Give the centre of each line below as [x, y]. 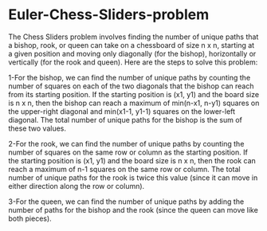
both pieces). [30, 218]
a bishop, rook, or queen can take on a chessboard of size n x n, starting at [132, 45]
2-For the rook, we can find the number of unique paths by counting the [126, 143]
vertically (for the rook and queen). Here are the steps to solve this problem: [133, 62]
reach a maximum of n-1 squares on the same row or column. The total [124, 169]
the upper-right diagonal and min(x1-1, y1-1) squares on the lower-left [122, 111]
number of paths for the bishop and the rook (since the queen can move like [133, 209]
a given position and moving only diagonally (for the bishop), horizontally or [132, 53]
